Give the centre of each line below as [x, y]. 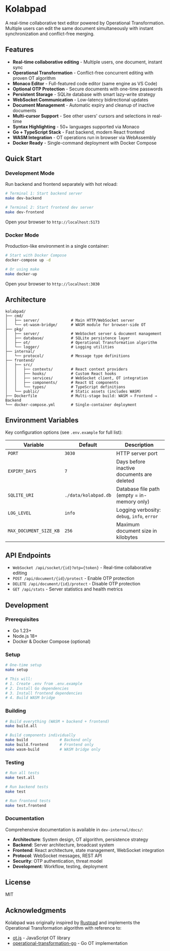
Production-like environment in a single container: [57, 246]
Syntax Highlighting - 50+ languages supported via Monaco [76, 126]
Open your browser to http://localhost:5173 [53, 222]
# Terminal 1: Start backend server [44, 193]
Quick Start [24, 159]
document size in [137, 531]
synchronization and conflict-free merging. [50, 34]
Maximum [128, 524]
